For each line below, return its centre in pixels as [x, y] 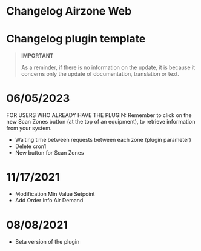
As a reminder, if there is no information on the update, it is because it [108, 67]
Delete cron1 [31, 146]
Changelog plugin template [76, 39]
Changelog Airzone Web [69, 11]
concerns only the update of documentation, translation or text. [100, 74]
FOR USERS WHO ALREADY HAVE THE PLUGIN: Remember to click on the [99, 115]
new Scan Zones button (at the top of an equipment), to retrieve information [101, 122]
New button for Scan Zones [49, 153]
